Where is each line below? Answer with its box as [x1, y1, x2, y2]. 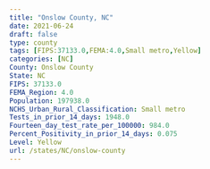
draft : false [9, 30, 58, 38]
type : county [9, 38, 58, 47]
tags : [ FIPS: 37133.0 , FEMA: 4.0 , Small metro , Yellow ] [9, 46, 202, 55]
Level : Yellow [9, 138, 63, 147]
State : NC [9, 72, 46, 80]
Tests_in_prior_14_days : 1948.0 [9, 113, 130, 122]
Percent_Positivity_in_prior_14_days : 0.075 [9, 130, 178, 139]
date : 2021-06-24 [9, 21, 74, 30]
